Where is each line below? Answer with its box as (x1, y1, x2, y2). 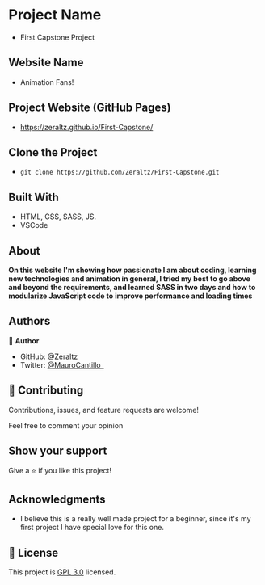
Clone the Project (8, 145, 98, 159)
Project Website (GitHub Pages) (8, 101, 171, 115)
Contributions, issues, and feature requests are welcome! (8, 405, 200, 415)
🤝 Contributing (8, 384, 84, 398)
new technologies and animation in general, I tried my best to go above (8, 274, 250, 284)
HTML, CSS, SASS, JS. (19, 212, 97, 221)
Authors (8, 314, 51, 328)
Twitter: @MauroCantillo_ (19, 360, 104, 369)
